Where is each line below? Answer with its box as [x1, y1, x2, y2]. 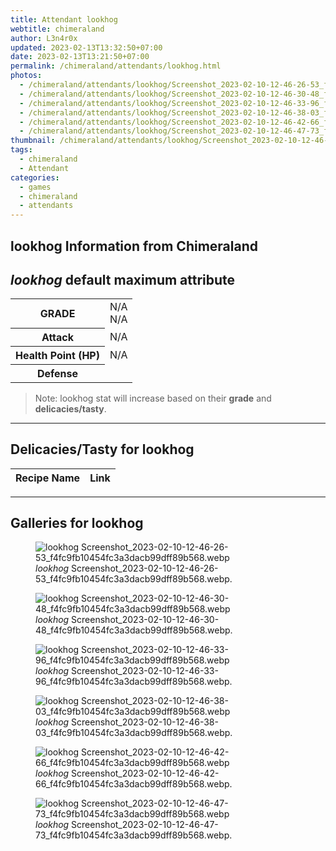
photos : [10, 71, 43, 81]
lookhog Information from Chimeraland [10, 237, 258, 255]
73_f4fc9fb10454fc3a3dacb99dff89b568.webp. [35, 829, 233, 841]
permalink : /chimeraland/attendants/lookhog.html [10, 61, 222, 71]
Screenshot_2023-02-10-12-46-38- [71, 716, 219, 728]
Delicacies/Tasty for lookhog [10, 441, 195, 458]
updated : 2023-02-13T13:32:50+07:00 [10, 42, 163, 53]
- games [19, 182, 52, 192]
